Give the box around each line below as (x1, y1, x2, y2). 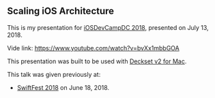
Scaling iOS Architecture (7, 5, 115, 17)
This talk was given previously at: (7, 70, 101, 78)
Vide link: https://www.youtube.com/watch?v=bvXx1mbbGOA (7, 44, 180, 52)
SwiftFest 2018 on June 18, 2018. (16, 83, 110, 91)
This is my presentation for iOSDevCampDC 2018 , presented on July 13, (7, 23, 210, 31)
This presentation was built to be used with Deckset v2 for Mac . (7, 57, 187, 65)
